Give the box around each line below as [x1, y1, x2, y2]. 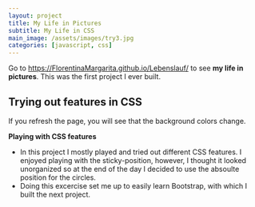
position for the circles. [19, 173, 96, 182]
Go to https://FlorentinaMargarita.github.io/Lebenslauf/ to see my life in [8, 63, 244, 73]
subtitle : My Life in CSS [8, 26, 94, 34]
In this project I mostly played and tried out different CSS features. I [19, 147, 242, 157]
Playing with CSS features [8, 131, 98, 141]
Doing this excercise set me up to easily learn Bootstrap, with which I [19, 181, 248, 190]
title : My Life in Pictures [8, 19, 102, 27]
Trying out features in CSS [8, 95, 142, 109]
